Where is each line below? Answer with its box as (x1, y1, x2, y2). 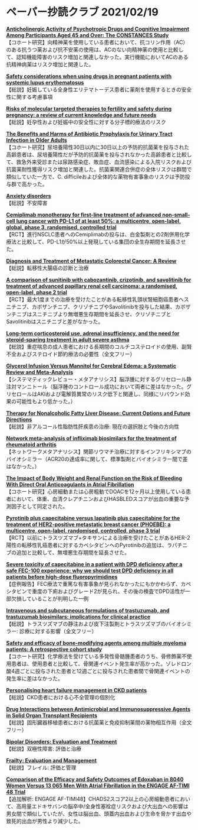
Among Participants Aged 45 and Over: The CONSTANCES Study (6, 31, 169, 38)
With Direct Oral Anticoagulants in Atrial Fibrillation (6, 481, 134, 488)
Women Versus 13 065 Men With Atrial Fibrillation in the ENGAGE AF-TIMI (6, 782, 190, 789)
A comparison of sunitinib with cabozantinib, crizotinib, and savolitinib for (6, 276, 192, 283)
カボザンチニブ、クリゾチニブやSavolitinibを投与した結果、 (31, 303, 176, 310)
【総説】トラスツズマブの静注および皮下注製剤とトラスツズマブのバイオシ (6, 620, 187, 627)
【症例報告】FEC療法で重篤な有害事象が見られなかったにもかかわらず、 (6, 580, 181, 587)
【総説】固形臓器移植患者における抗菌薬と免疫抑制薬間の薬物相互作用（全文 (6, 719, 192, 726)
